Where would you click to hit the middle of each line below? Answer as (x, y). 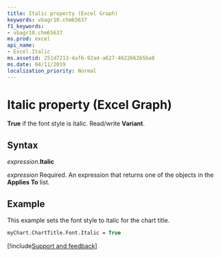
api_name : (21, 45)
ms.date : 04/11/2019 (37, 64)
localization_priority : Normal (52, 71)
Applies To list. (28, 182)
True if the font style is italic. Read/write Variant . (76, 123)
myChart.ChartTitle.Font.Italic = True (64, 233)
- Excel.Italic (29, 52)
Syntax (23, 145)
